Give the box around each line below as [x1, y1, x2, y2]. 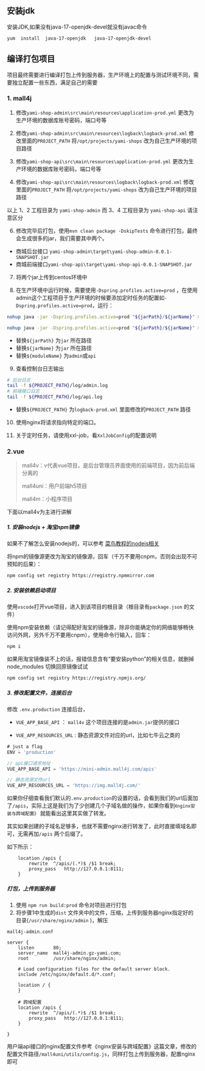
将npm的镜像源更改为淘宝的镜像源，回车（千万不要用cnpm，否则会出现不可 [7, 553, 198, 560]
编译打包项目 [7, 54, 55, 64]
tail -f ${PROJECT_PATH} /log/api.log [7, 394, 103, 400]
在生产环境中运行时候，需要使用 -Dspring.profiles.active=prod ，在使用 [15, 286, 198, 294]
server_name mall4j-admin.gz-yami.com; [18, 950, 122, 956]
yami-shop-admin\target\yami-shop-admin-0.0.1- [49, 249, 172, 255]
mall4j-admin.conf [7, 929, 54, 935]
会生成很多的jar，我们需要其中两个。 [15, 234, 108, 242]
